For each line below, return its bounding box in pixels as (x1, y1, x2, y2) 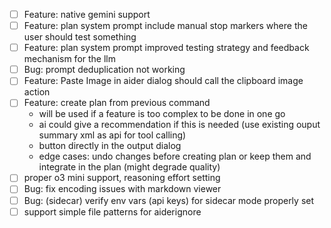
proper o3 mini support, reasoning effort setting (23, 172, 221, 184)
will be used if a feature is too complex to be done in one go (38, 108, 286, 120)
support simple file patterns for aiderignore (23, 205, 202, 218)
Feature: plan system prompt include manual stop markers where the (23, 20, 308, 32)
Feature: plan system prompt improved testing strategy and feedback (23, 42, 310, 54)
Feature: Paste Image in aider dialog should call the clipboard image (23, 75, 304, 87)
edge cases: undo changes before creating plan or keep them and (38, 150, 312, 163)
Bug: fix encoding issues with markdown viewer (23, 183, 222, 195)
